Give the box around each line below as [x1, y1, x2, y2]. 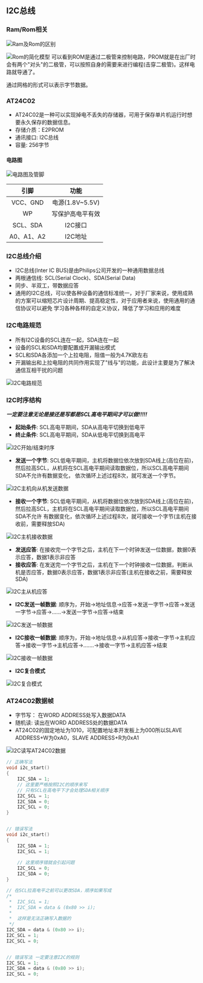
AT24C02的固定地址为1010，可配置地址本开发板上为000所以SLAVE [14, 727, 182, 734]
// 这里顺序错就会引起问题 [17, 860, 75, 866]
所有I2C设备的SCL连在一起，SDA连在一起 [14, 336, 119, 343]
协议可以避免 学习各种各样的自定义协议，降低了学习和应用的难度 [20, 305, 181, 312]
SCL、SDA [12, 221, 43, 230]
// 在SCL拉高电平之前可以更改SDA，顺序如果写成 [6, 887, 112, 894]
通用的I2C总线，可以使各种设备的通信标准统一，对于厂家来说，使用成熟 [14, 290, 193, 297]
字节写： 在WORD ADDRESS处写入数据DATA [14, 712, 126, 719]
